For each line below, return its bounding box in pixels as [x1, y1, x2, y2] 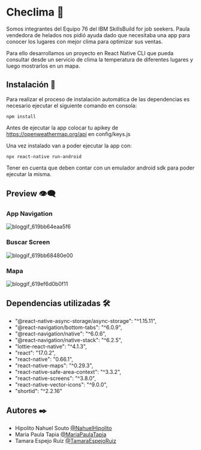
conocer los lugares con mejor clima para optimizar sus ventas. [6, 38, 163, 45]
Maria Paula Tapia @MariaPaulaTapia [14, 431, 107, 438]
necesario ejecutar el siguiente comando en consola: [6, 102, 137, 109]
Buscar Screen [6, 238, 50, 246]
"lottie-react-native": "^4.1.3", [14, 343, 87, 350]
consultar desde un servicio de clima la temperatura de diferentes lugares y [6, 56, 193, 63]
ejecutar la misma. [6, 170, 52, 177]
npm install [6, 113, 36, 119]
